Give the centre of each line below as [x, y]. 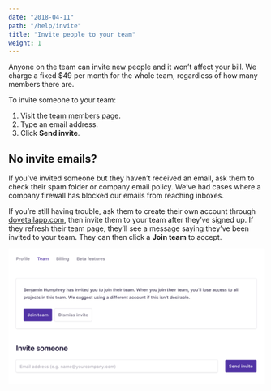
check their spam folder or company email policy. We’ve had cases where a [135, 187]
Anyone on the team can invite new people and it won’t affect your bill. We [133, 67]
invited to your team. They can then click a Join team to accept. [115, 237]
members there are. [41, 85]
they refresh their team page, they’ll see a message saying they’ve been [129, 228]
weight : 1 [25, 43]
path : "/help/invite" [45, 26]
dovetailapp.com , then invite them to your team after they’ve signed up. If [131, 220]
